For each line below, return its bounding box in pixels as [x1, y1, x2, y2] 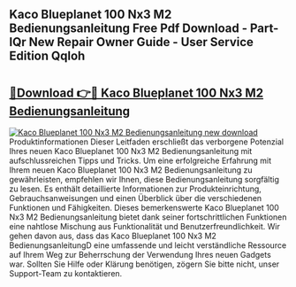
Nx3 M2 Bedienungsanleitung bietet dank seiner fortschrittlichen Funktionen [9, 212, 287, 222]
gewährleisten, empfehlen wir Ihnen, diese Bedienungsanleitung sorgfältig [9, 175, 280, 184]
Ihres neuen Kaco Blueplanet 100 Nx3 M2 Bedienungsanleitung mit [9, 146, 253, 156]
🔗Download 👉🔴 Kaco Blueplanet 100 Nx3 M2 [9, 85, 263, 100]
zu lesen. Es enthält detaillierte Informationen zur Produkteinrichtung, [9, 183, 262, 194]
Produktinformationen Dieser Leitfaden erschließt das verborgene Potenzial [9, 136, 285, 147]
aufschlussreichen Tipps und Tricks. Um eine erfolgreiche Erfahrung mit [9, 155, 272, 166]
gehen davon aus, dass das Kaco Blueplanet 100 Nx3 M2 [9, 230, 216, 241]
